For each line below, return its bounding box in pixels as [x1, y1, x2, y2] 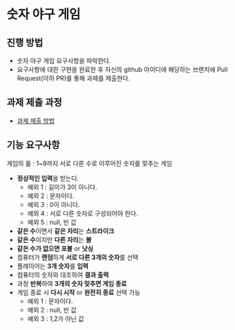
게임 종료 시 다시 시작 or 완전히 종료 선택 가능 [16, 288, 141, 296]
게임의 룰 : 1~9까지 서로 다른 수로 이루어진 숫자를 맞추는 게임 [6, 159, 173, 167]
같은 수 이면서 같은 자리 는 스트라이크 [16, 226, 115, 235]
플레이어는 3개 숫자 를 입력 [16, 261, 89, 270]
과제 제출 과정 [6, 96, 63, 109]
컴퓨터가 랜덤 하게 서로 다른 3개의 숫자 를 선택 [16, 253, 139, 261]
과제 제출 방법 [16, 117, 55, 125]
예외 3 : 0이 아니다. [27, 200, 80, 209]
